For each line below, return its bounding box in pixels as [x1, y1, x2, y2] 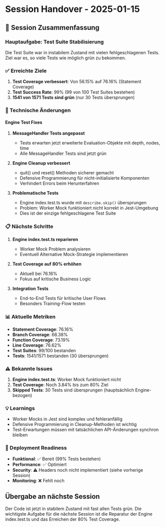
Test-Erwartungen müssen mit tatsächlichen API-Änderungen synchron [12, 427, 159, 433]
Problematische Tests [12, 190, 59, 196]
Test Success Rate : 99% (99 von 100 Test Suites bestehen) [12, 89, 135, 95]
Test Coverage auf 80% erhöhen [12, 261, 82, 267]
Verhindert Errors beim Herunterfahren [19, 180, 99, 186]
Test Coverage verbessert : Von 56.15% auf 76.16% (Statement [12, 79, 142, 85]
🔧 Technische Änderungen [5, 107, 71, 114]
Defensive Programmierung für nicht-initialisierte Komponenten [19, 175, 150, 181]
